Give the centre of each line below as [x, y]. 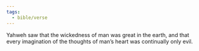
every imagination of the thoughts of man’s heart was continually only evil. [100, 41]
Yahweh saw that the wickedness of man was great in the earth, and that [98, 35]
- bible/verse [30, 18]
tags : [13, 12]
